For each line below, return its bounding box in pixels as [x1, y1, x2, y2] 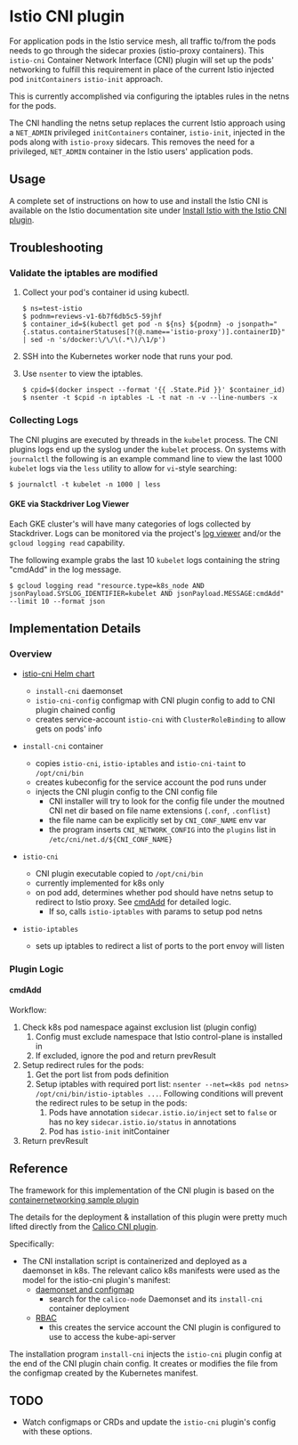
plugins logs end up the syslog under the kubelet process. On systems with [9, 444, 286, 454]
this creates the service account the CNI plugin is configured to [48, 1321, 281, 1333]
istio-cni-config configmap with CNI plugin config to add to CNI [35, 695, 276, 706]
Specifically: [9, 1238, 55, 1249]
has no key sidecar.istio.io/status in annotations [48, 1116, 238, 1127]
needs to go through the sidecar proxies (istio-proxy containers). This [9, 45, 265, 55]
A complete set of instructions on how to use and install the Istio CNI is [9, 195, 269, 206]
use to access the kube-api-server [48, 1331, 176, 1342]
